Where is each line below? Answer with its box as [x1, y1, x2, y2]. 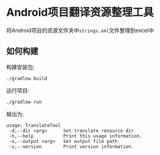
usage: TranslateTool [6, 122, 61, 128]
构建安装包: [6, 63, 35, 70]
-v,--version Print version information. [8, 143, 135, 150]
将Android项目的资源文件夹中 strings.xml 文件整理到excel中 [6, 27, 155, 34]
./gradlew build [6, 75, 47, 82]
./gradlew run [6, 99, 42, 105]
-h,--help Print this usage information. [8, 133, 142, 139]
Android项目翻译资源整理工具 [6, 5, 155, 19]
